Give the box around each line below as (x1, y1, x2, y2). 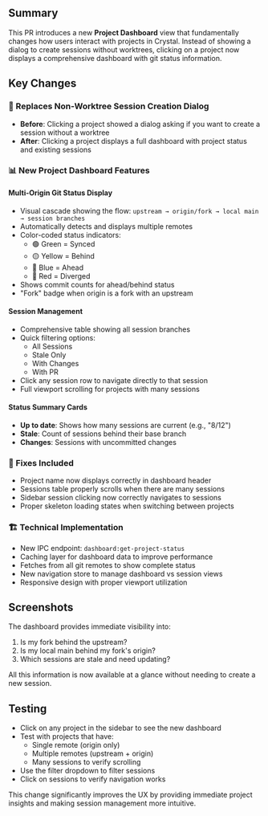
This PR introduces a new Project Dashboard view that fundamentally (8, 27, 239, 37)
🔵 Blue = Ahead (31, 263, 84, 272)
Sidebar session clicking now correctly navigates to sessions (19, 493, 222, 503)
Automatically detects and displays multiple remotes (19, 221, 193, 231)
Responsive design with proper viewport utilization (19, 577, 188, 587)
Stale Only (31, 349, 67, 360)
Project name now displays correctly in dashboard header (19, 475, 212, 485)
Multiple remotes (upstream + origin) (31, 749, 154, 758)
